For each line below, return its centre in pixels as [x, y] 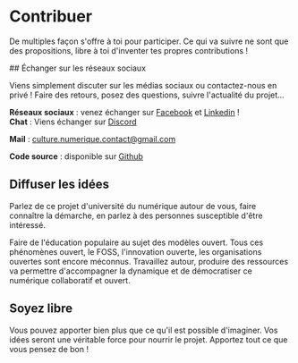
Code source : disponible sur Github [76, 156]
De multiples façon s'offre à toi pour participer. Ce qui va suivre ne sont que [149, 41]
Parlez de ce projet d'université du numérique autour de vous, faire [133, 206]
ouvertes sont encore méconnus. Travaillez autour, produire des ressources [149, 261]
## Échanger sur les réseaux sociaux [77, 68]
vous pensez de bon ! [49, 349]
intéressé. [28, 224]
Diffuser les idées [60, 185]
